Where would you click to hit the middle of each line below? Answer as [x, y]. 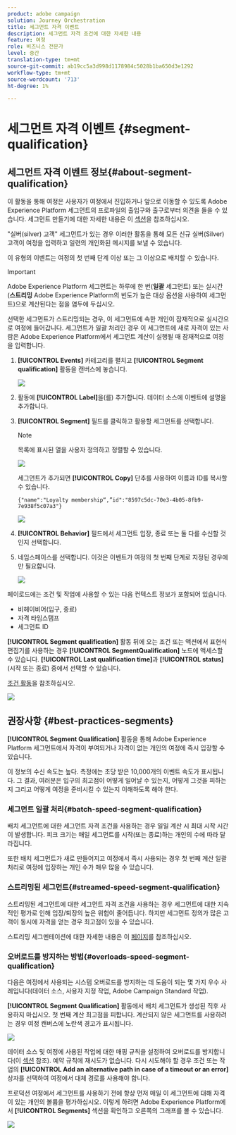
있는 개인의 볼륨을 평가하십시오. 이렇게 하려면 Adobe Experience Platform [117, 1102]
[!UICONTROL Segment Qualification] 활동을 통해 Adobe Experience [107, 739]
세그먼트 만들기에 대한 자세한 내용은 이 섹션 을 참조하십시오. [109, 219]
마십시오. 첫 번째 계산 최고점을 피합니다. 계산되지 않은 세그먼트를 [114, 1015]
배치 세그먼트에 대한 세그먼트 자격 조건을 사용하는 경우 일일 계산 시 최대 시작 [112, 826]
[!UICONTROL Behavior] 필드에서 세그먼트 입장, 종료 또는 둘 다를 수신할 [118, 533]
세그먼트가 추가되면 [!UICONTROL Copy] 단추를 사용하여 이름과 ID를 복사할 [122, 478]
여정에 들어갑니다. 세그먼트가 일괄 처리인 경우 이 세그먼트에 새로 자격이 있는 [118, 328]
